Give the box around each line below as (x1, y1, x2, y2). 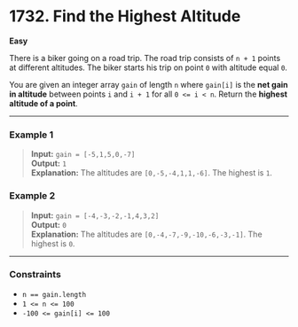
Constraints (9, 269, 62, 281)
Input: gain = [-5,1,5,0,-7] (30, 149, 136, 160)
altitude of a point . (9, 97, 78, 108)
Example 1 (9, 128, 54, 141)
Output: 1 (30, 158, 67, 169)
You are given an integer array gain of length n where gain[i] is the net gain (9, 79, 288, 90)
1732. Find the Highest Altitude (9, 6, 241, 27)
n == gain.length (21, 290, 87, 299)
